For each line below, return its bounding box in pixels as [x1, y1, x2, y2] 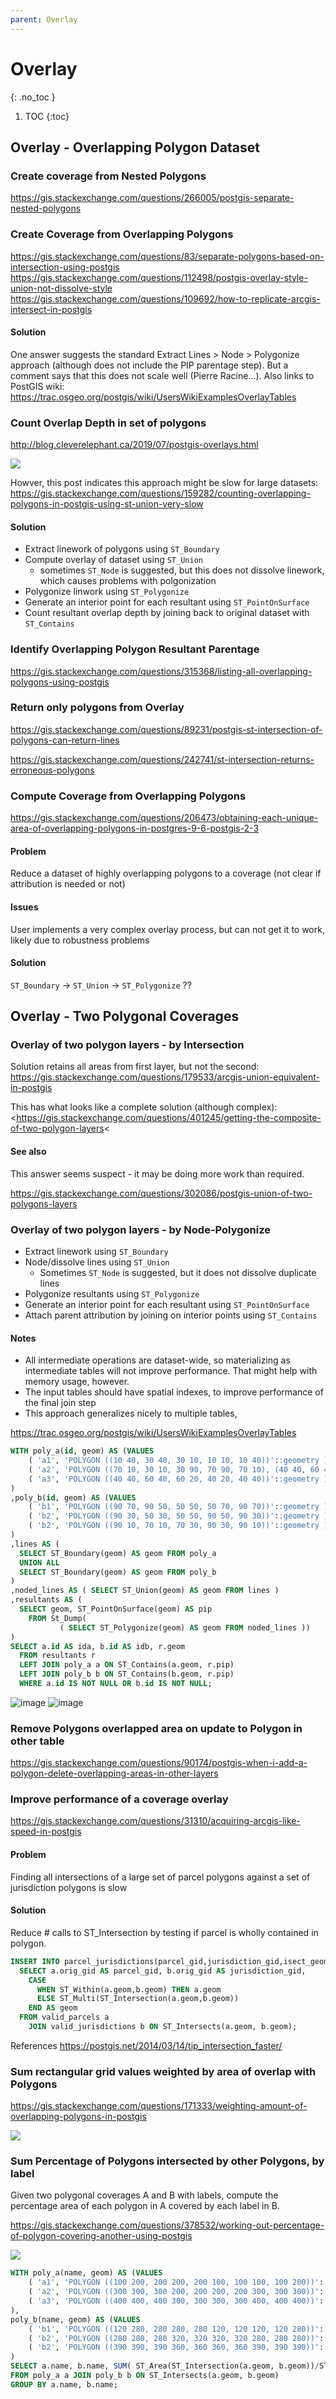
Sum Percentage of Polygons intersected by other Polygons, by [10, 2154, 325, 2168]
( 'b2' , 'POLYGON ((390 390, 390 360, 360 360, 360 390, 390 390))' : [28, 2342, 325, 2353]
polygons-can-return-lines [10, 734, 120, 746]
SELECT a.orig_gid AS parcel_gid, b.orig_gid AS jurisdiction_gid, [19, 1966, 307, 1976]
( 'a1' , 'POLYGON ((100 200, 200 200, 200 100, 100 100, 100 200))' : [28, 2277, 325, 2288]
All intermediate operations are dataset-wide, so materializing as [24, 1354, 291, 1366]
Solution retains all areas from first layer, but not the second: [10, 1061, 260, 1073]
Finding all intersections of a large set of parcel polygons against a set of [10, 1871, 311, 1883]
